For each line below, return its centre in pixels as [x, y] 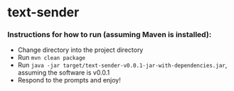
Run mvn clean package [51, 58]
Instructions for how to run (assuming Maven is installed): [110, 35]
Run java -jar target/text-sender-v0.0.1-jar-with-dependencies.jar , [122, 65]
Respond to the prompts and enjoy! [69, 80]
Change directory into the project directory [80, 50]
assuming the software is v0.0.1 [64, 73]
